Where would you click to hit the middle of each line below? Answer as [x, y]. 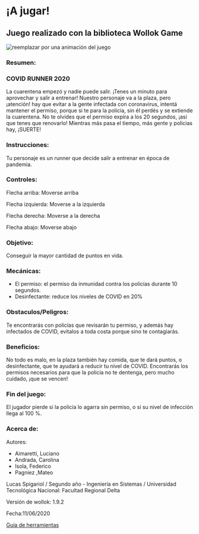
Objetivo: [20, 242]
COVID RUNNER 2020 [38, 79]
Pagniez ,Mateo [34, 472]
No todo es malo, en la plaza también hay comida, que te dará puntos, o [94, 360]
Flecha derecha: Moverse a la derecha [53, 216]
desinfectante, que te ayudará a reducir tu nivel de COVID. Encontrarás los [97, 366]
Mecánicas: [23, 271]
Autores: [17, 442]
